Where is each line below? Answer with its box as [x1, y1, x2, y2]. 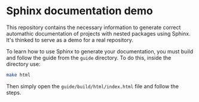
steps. [6, 89, 22, 96]
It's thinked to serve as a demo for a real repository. [6, 36, 133, 43]
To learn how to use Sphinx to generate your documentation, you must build [6, 47, 193, 55]
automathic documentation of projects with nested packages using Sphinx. [6, 30, 191, 37]
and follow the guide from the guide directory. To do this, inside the [6, 54, 172, 61]
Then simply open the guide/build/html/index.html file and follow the [6, 82, 179, 90]
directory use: [6, 60, 41, 68]
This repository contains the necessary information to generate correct [6, 24, 181, 31]
